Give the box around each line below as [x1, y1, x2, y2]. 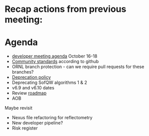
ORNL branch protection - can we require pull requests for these [11, 64, 145, 70]
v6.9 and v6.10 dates [11, 85, 54, 91]
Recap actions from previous [4, 3, 127, 15]
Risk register [11, 125, 38, 131]
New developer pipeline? [11, 120, 63, 126]
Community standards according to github [11, 59, 99, 65]
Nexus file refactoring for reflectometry [11, 115, 93, 121]
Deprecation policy [11, 74, 51, 80]
